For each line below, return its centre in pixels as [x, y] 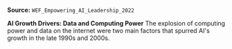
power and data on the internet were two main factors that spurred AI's [108, 31]
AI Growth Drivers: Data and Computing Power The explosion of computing [116, 23]
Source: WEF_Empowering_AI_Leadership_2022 [71, 10]
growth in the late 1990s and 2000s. [59, 38]
